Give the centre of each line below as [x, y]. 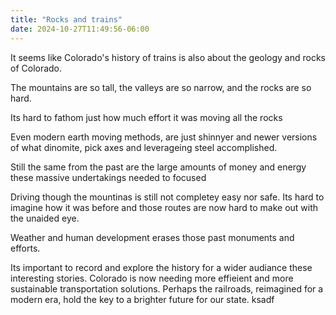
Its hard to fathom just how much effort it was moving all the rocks [146, 117]
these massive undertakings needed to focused [108, 177]
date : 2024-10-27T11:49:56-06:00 [80, 29]
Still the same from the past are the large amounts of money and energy [158, 167]
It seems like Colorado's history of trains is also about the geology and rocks [168, 57]
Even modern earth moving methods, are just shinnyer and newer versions [164, 137]
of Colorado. [36, 68]
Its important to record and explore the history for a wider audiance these [161, 267]
